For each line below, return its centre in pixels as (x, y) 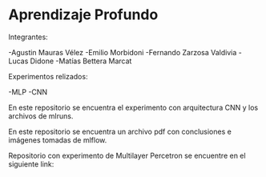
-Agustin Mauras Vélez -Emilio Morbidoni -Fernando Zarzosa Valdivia (123, 52)
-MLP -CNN (28, 92)
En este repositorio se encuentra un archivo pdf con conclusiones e (120, 131)
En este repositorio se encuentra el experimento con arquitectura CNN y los (133, 107)
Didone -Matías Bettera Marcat (81, 61)
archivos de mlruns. (41, 116)
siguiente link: (31, 164)
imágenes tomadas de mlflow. (58, 140)
